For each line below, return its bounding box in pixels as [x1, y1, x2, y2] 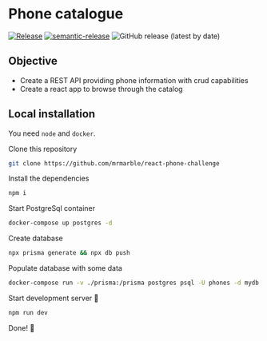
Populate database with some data [8, 264, 122, 273]
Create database [8, 233, 64, 244]
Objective [8, 54, 58, 68]
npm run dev [8, 308, 48, 316]
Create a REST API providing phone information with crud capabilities [19, 75, 249, 85]
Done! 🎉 [8, 323, 35, 332]
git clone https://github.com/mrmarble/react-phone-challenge [8, 159, 220, 168]
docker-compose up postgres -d [8, 219, 113, 228]
